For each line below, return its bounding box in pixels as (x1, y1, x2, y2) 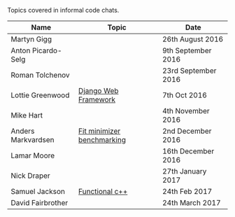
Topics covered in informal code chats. (7, 6, 120, 14)
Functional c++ (78, 187, 128, 196)
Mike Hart (10, 111, 43, 120)
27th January (162, 167, 207, 176)
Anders (10, 126, 35, 136)
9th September (162, 45, 212, 55)
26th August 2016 (162, 34, 224, 44)
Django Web (78, 86, 119, 95)
